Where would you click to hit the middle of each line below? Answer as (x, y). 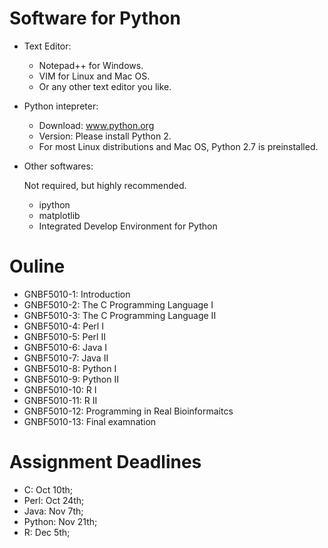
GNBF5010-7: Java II (66, 358)
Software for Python (95, 18)
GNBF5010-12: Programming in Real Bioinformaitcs (128, 411)
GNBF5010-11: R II (60, 400)
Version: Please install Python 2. (105, 136)
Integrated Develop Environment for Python (128, 226)
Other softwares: (58, 166)
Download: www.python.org (96, 125)
